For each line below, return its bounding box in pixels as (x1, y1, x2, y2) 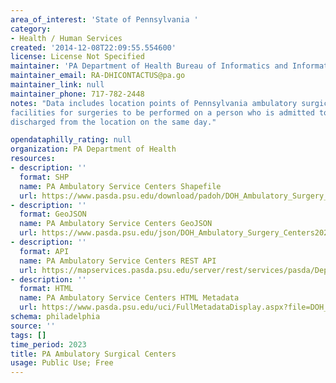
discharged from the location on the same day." (10, 117, 217, 127)
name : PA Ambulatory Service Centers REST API (19, 256, 217, 266)
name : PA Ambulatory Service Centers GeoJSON (19, 219, 213, 229)
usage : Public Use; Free (10, 358, 114, 368)
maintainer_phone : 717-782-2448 (10, 89, 145, 99)
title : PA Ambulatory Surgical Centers (10, 349, 177, 359)
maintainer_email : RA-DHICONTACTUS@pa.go (10, 71, 186, 81)
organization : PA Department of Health (10, 144, 177, 155)
